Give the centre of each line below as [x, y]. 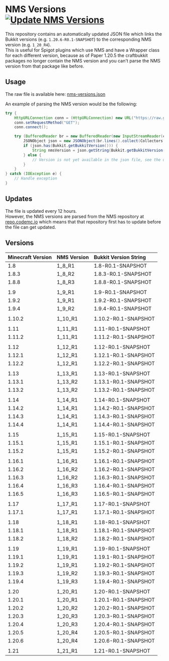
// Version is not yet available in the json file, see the [96, 160]
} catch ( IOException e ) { [33, 174]
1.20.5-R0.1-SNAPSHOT [124, 632]
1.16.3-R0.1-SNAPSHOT [124, 477]
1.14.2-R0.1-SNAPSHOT [124, 408]
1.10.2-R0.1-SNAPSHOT [124, 319]
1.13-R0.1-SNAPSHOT [122, 373]
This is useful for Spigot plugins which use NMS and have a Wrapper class [82, 50]
